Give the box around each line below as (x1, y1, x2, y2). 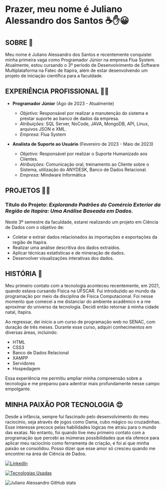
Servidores (12, 360, 35, 366)
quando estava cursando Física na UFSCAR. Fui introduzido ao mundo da (5, 288, 156, 294)
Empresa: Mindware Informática (19, 172, 86, 178)
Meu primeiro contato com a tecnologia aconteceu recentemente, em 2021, (5, 283, 160, 289)
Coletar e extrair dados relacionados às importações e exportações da (12, 234, 158, 240)
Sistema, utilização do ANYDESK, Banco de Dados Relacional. (19, 166, 147, 173)
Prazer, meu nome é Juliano (5, 3, 123, 15)
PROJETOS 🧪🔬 (5, 186, 51, 195)
